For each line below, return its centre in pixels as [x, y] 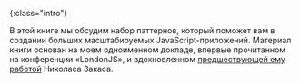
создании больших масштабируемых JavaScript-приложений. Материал [150, 40]
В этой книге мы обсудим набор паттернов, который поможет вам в [142, 30]
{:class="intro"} [39, 13]
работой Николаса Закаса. [61, 69]
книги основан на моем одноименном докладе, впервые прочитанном [148, 50]
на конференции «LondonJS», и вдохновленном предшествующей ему [148, 59]
